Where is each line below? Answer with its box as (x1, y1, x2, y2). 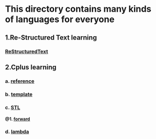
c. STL (5, 104, 20, 111)
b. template (5, 91, 33, 97)
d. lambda (5, 128, 29, 135)
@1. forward (5, 116, 30, 122)
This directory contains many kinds (5, 3, 152, 15)
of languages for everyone (5, 14, 115, 25)
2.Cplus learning (5, 63, 57, 71)
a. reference (5, 77, 35, 84)
